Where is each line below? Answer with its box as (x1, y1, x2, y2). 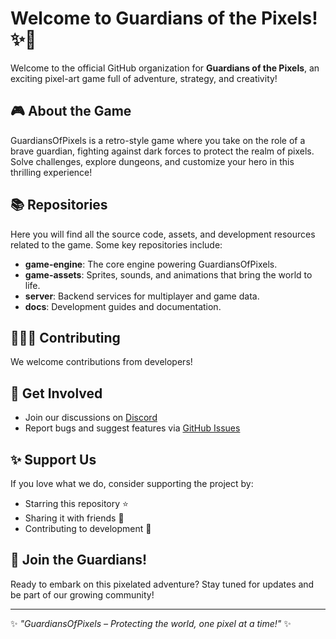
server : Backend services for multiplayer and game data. (24, 290, 260, 302)
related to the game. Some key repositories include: (10, 238, 223, 251)
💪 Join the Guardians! (10, 552, 148, 569)
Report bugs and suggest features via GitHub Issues (24, 422, 241, 434)
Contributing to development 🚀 (24, 523, 152, 534)
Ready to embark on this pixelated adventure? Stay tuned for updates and (10, 578, 315, 590)
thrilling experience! (10, 166, 93, 178)
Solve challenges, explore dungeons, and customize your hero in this (10, 155, 295, 167)
